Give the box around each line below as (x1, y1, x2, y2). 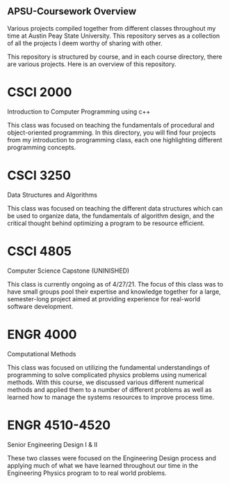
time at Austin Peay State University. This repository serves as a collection (7, 31, 220, 40)
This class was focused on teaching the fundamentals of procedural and (7, 121, 215, 129)
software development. (7, 302, 74, 310)
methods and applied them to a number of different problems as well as (7, 385, 212, 393)
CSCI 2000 (7, 84, 72, 100)
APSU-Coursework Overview (7, 6, 137, 17)
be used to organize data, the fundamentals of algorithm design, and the (7, 211, 215, 220)
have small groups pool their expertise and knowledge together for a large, (7, 287, 221, 296)
